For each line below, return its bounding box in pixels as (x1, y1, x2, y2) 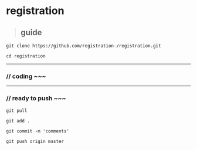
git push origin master (6, 138, 64, 144)
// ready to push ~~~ (6, 94, 66, 103)
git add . (6, 118, 30, 124)
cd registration (6, 53, 46, 59)
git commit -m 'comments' (6, 128, 69, 134)
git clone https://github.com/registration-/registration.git (6, 43, 161, 49)
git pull (6, 107, 28, 114)
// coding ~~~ (6, 72, 46, 80)
